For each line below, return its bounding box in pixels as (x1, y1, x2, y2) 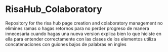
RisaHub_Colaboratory (5, 3, 102, 15)
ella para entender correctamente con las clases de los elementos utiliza (5, 36, 156, 42)
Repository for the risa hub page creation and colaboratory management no (5, 20, 163, 26)
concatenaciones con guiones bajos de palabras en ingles (5, 41, 127, 47)
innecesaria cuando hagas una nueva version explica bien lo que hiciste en (5, 30, 162, 36)
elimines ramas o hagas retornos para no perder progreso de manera (5, 25, 149, 31)
